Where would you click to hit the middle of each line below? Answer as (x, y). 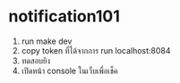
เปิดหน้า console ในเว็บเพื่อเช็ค (69, 71)
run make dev (47, 41)
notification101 (64, 17)
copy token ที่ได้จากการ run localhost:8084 (96, 50)
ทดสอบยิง (36, 61)
